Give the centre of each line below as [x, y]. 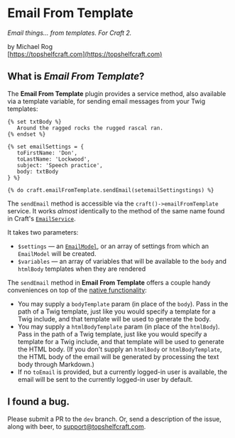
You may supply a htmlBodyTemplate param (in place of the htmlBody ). [119, 326]
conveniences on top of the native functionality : [77, 290]
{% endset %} [27, 134]
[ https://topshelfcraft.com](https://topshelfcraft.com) [85, 54]
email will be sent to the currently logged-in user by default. [105, 379]
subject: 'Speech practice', [60, 165]
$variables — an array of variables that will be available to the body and [122, 261]
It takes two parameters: [43, 232]
